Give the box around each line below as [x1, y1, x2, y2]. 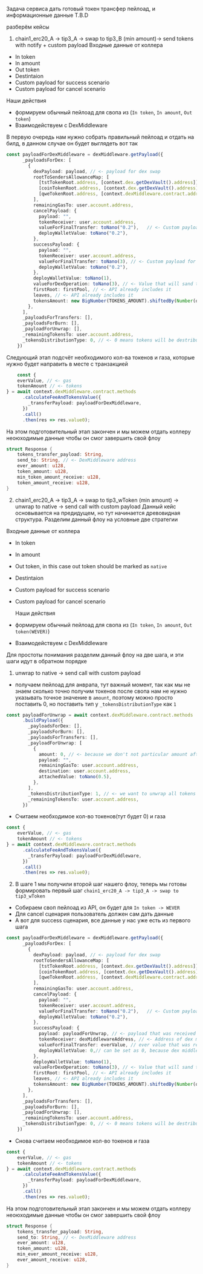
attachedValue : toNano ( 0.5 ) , [38, 774, 112, 780]
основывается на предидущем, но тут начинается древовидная [14, 509, 181, 516]
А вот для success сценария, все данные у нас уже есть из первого [14, 917, 191, 924]
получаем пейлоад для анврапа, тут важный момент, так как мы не [14, 681, 191, 688]
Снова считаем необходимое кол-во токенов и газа [14, 1137, 150, 1144]
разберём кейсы [6, 24, 50, 30]
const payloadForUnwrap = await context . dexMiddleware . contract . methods [6, 712, 193, 718]
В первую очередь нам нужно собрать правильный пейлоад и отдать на [6, 133, 195, 140]
